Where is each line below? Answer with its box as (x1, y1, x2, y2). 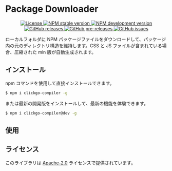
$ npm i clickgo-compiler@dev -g (5, 110, 77, 116)
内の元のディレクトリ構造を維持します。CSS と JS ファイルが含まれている (5, 42, 163, 49)
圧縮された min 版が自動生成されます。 (14, 49, 97, 55)
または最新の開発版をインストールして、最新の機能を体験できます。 (5, 100, 149, 106)
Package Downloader (5, 3, 99, 15)
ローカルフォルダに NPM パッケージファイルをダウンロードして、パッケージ (5, 36, 166, 42)
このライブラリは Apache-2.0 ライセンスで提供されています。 (5, 160, 136, 166)
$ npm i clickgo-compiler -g (5, 90, 68, 96)
